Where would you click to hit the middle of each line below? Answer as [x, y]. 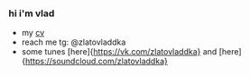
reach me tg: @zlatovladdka [74, 42]
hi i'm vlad [32, 13]
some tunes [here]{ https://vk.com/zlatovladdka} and [119, 52]
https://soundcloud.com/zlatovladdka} [96, 62]
